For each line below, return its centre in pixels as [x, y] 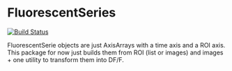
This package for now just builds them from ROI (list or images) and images [115, 52]
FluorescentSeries [62, 13]
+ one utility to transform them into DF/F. [65, 59]
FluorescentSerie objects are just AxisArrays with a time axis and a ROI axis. [116, 45]
